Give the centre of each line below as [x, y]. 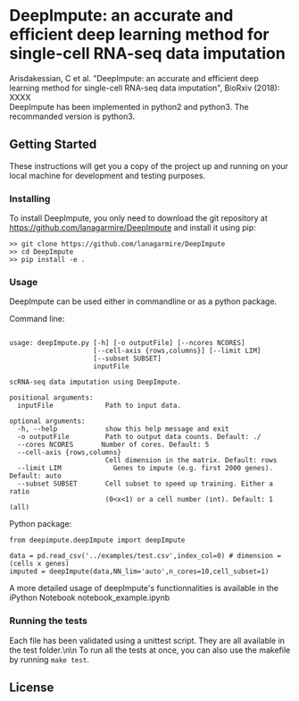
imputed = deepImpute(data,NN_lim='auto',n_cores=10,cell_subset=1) [139, 572]
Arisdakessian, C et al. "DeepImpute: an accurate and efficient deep [134, 78]
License [32, 688]
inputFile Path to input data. [99, 406]
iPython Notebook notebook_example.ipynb [90, 598]
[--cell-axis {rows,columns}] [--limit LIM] [177, 351]
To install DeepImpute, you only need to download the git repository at [138, 218]
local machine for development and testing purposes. [108, 175]
